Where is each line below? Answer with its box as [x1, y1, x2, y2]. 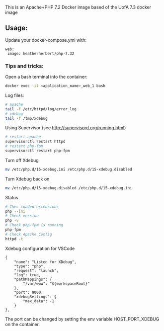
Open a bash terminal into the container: [5, 74, 88, 80]
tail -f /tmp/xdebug [5, 116, 48, 121]
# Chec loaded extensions [5, 204, 59, 209]
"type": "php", [14, 263, 46, 269]
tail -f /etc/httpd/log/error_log [5, 106, 77, 111]
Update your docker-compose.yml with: [5, 37, 87, 43]
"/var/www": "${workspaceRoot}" [23, 281, 90, 286]
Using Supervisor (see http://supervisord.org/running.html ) [5, 125, 126, 131]
